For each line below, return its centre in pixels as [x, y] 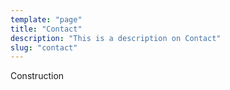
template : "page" [46, 19]
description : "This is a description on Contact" [116, 38]
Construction [37, 76]
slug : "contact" [44, 47]
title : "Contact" [46, 29]
